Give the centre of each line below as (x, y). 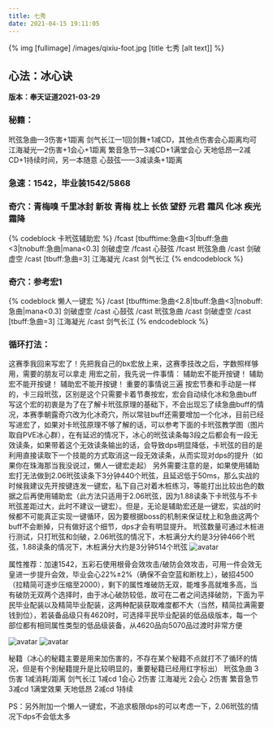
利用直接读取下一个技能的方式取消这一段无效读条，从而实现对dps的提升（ (132, 455)
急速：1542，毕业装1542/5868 (70, 182)
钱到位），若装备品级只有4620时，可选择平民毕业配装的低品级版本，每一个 (133, 615)
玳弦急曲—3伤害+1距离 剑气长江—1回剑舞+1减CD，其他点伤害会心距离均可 (133, 139)
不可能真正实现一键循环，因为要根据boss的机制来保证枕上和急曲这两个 (141, 516)
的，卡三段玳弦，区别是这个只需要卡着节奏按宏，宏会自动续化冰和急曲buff (133, 394)
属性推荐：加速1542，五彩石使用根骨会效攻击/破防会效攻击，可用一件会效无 (135, 564)
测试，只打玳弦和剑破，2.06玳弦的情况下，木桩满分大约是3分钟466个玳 (135, 537)
